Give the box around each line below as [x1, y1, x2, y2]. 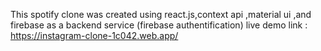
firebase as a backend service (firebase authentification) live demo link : [10, 19, 308, 31]
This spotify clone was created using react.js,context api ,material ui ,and [10, 9, 312, 20]
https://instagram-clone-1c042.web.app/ [10, 30, 179, 41]
